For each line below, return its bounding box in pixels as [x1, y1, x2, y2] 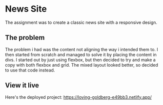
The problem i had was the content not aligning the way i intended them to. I [5, 46, 159, 52]
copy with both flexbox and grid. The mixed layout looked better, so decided [5, 62, 159, 68]
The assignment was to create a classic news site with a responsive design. [5, 19, 158, 25]
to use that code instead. [5, 67, 55, 73]
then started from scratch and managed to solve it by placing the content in [5, 52, 157, 57]
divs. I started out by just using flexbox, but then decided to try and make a [5, 57, 156, 63]
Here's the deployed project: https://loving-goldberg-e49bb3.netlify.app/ [5, 94, 152, 100]
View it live [5, 81, 39, 89]
